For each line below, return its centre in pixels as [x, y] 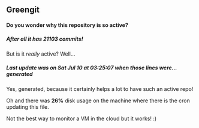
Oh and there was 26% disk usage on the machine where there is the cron [98, 100]
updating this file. [28, 106]
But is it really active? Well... [41, 54]
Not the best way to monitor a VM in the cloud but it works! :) [82, 118]
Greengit [23, 10]
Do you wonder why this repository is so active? [67, 25]
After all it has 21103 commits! [45, 39]
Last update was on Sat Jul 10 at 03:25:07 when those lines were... [92, 68]
